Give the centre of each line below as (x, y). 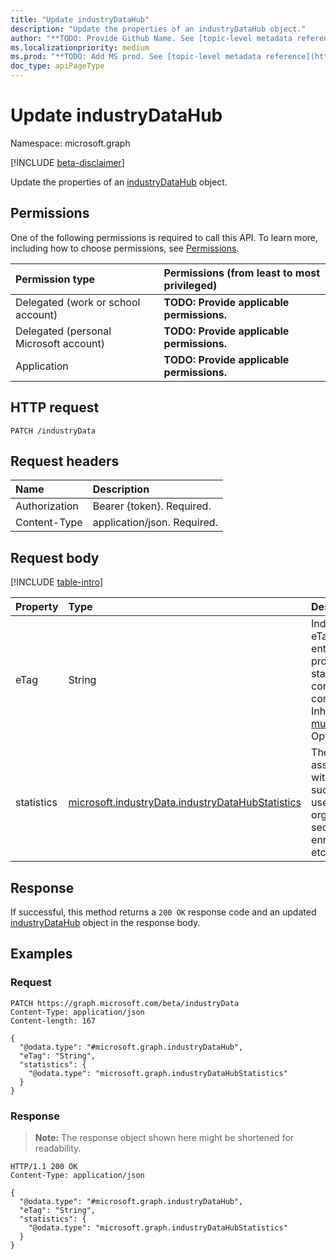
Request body (55, 557)
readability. (58, 1148)
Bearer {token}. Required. (152, 506)
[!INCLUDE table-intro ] (57, 582)
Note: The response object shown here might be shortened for (164, 1137)
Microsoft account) (60, 343)
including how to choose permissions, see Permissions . (125, 248)
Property (37, 607)
